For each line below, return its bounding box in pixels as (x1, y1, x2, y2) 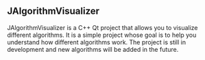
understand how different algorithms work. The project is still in (7, 37, 186, 46)
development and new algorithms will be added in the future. (7, 45, 179, 53)
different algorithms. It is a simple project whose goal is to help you (7, 31, 197, 39)
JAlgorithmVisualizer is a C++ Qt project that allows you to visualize (7, 23, 198, 31)
